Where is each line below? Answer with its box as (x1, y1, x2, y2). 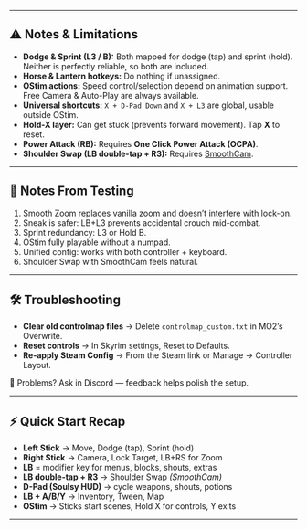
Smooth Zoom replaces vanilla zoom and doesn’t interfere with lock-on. (22, 207, 292, 218)
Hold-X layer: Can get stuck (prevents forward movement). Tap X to (22, 119, 281, 130)
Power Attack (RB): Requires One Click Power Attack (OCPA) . (22, 138, 259, 149)
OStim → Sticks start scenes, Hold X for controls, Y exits (22, 501, 237, 512)
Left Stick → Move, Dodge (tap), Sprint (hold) (22, 442, 195, 453)
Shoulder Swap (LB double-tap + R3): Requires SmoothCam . (22, 148, 254, 159)
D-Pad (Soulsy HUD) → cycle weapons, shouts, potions (22, 481, 233, 492)
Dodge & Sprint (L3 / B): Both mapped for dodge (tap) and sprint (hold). (22, 51, 293, 62)
